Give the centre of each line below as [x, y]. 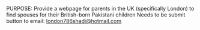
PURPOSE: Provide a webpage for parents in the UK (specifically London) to [100, 9]
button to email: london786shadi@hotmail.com [64, 21]
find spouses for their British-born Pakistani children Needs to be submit [96, 15]
